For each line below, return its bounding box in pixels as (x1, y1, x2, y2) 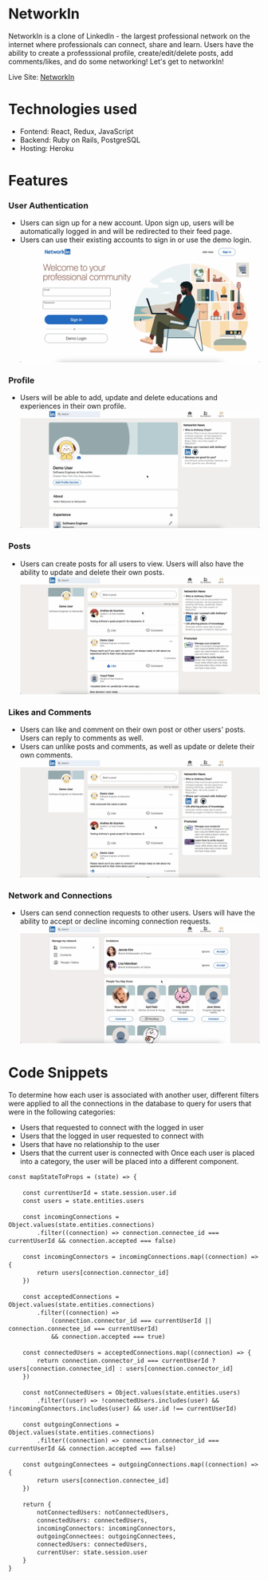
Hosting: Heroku (19, 143, 74, 153)
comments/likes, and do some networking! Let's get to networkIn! (8, 57, 225, 66)
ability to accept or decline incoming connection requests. (19, 916, 211, 926)
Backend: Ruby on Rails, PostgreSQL (19, 135, 141, 145)
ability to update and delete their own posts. (19, 567, 165, 577)
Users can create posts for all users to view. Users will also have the (19, 558, 244, 568)
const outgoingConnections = (22, 1421, 120, 1429)
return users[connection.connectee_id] (37, 1477, 170, 1485)
